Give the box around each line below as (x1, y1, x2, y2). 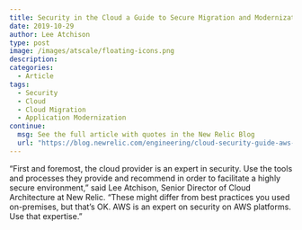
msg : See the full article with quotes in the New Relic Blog (17, 130, 255, 139)
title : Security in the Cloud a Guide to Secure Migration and (9, 13, 252, 22)
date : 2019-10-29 (9, 22, 75, 31)
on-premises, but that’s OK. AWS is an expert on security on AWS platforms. (9, 201, 292, 212)
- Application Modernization (17, 113, 127, 122)
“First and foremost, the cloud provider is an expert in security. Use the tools (9, 163, 293, 173)
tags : (9, 80, 30, 89)
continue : (9, 122, 47, 131)
